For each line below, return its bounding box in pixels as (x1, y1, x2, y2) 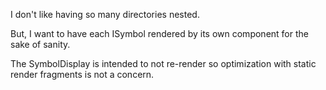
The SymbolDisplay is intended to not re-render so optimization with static (10, 58, 317, 69)
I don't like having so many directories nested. (10, 9, 200, 20)
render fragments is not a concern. (10, 69, 155, 80)
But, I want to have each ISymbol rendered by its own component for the (10, 28, 309, 39)
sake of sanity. (10, 39, 71, 50)
